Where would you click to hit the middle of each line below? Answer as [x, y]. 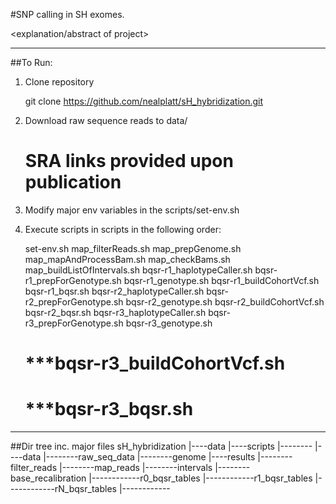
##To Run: [31, 62]
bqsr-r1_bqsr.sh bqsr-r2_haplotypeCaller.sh [114, 291]
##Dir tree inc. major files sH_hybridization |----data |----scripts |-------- [161, 446]
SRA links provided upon [129, 161]
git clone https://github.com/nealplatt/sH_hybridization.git [144, 101]
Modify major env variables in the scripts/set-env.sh [132, 210]
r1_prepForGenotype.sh [73, 280]
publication [73, 182]
